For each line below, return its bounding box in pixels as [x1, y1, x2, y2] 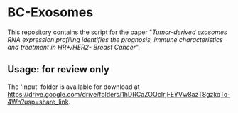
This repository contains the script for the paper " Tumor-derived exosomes [7, 28, 227, 36]
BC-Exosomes [7, 4, 94, 21]
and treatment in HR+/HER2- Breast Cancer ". [7, 43, 141, 51]
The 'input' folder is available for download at [7, 82, 140, 91]
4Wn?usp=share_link [7, 97, 69, 106]
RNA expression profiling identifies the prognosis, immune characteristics [7, 35, 223, 43]
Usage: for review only [7, 63, 110, 75]
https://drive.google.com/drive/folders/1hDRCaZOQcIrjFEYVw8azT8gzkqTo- [7, 90, 231, 98]
